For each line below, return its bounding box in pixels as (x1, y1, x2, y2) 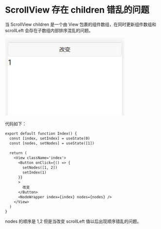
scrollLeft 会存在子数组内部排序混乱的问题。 (5, 27, 93, 33)
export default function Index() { (5, 131, 77, 136)
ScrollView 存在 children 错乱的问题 (5, 4, 149, 16)
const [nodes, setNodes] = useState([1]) (9, 141, 95, 146)
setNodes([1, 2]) (22, 165, 57, 170)
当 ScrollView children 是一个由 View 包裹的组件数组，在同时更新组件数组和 (5, 21, 157, 27)
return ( (9, 150, 27, 156)
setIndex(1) (22, 170, 47, 175)
